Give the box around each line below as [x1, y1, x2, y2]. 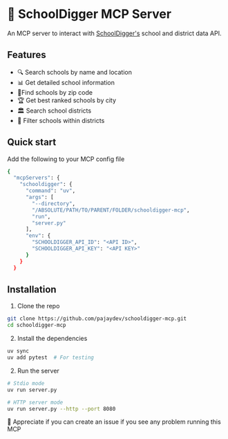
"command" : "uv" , [25, 187, 76, 194]
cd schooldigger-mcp [7, 321, 67, 329]
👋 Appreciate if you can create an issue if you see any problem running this [7, 418, 221, 426]
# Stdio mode [7, 380, 45, 386]
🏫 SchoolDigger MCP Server [7, 6, 171, 22]
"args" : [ [25, 194, 54, 201]
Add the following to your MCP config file [7, 155, 125, 163]
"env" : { [25, 232, 51, 239]
